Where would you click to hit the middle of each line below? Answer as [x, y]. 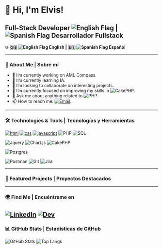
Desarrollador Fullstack [87, 35]
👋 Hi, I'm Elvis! [34, 10]
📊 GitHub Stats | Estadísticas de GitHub [53, 229]
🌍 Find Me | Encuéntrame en [40, 197]
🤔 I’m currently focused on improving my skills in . [73, 91]
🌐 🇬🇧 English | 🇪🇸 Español [65, 47]
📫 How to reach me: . [42, 101]
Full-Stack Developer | [61, 28]
